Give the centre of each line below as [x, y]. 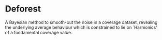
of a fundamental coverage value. [39, 32]
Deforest [23, 9]
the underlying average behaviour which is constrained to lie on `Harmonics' [81, 27]
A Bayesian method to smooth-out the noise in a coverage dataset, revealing [81, 22]
